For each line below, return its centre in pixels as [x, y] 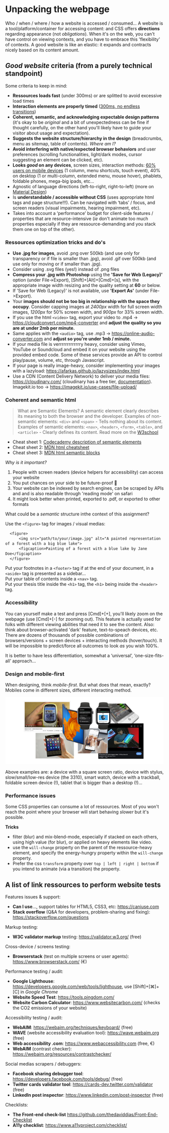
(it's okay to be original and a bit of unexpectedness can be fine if [81, 122]
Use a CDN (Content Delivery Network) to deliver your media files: [81, 376]
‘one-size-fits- [149, 655]
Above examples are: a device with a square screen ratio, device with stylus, [84, 772]
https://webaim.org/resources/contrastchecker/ [62, 1054]
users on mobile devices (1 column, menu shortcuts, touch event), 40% [86, 170]
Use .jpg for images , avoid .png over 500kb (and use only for [76, 253]
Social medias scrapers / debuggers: [43, 1064]
